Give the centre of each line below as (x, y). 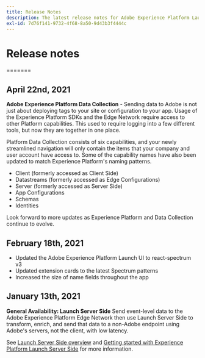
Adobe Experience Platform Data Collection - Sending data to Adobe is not (102, 104)
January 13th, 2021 (43, 296)
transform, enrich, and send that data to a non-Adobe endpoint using (93, 324)
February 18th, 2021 (45, 243)
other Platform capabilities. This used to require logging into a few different (101, 124)
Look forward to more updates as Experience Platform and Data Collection (100, 218)
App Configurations (40, 193)
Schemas (27, 199)
